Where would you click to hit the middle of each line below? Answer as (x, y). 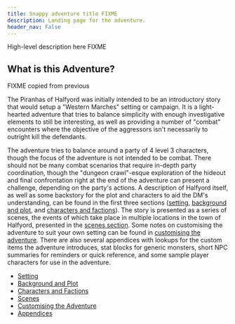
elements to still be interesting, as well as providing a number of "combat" (114, 122)
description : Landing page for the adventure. (76, 20)
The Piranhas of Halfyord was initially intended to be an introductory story (114, 100)
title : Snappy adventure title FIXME (62, 14)
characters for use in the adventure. (59, 263)
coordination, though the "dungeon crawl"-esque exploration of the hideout (116, 173)
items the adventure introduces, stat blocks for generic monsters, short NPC (117, 247)
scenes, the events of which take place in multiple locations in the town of (114, 218)
